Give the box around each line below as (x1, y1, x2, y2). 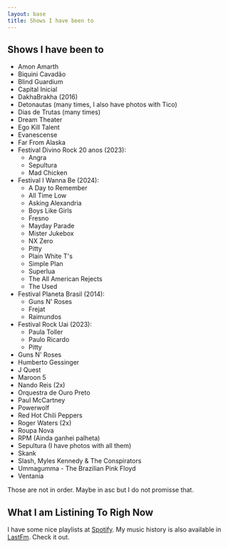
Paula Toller (28, 328, 63, 336)
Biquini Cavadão (17, 70, 66, 78)
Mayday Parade (28, 222, 75, 230)
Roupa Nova (17, 426, 55, 435)
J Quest (17, 365, 41, 375)
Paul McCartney (17, 396, 66, 405)
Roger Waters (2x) (17, 419, 72, 427)
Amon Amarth (17, 62, 59, 71)
